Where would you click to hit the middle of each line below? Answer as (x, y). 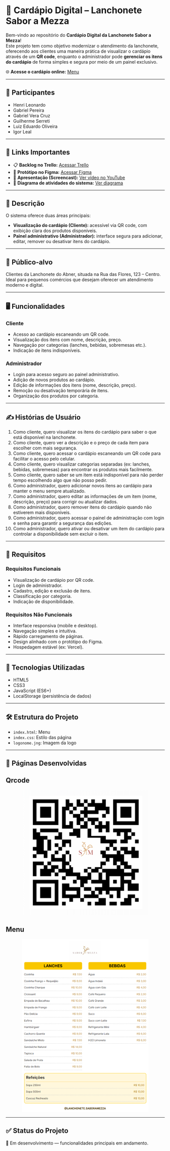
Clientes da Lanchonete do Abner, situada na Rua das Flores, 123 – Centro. (83, 274)
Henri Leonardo (29, 105)
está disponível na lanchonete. (45, 437)
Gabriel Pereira (29, 110)
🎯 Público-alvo (29, 262)
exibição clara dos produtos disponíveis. (55, 231)
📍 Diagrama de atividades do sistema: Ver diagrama (68, 183)
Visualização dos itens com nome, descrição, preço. (68, 339)
